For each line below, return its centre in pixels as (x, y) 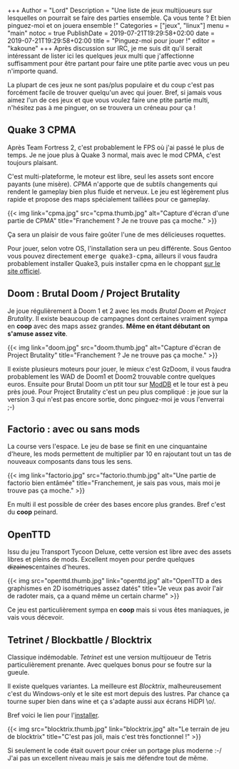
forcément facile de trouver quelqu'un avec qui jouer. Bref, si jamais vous (115, 93)
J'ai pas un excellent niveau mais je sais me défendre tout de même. (108, 758)
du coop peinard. (33, 512)
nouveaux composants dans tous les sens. (70, 462)
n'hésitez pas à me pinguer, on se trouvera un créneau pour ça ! (102, 108)
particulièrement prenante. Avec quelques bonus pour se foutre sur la (110, 665)
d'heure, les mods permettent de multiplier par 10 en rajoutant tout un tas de (119, 454)
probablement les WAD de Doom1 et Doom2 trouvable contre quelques (111, 376)
